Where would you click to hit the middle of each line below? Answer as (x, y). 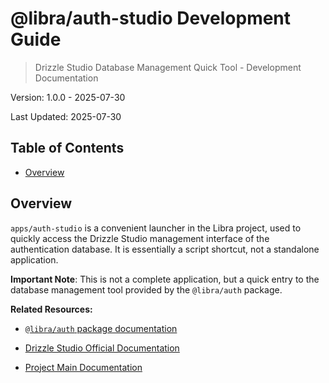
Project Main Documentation (83, 367)
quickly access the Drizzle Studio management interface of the (140, 238)
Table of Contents (67, 148)
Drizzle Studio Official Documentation (102, 348)
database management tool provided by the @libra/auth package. (146, 289)
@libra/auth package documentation (101, 328)
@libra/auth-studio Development (151, 18)
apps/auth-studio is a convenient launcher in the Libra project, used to (156, 228)
